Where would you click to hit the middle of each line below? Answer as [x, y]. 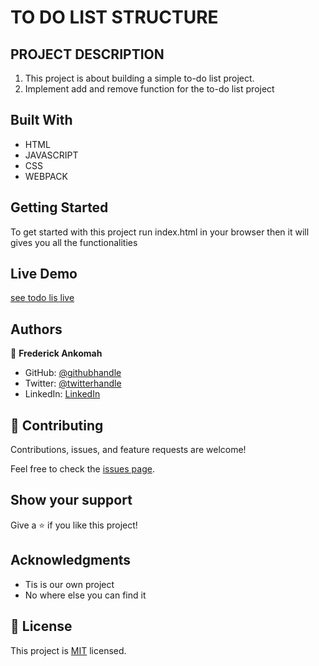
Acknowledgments [71, 560]
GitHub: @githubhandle [73, 373]
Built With [41, 120]
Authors [36, 329]
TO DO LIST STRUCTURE [114, 17]
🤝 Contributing [57, 425]
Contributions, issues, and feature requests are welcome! [128, 450]
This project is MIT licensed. [68, 650]
